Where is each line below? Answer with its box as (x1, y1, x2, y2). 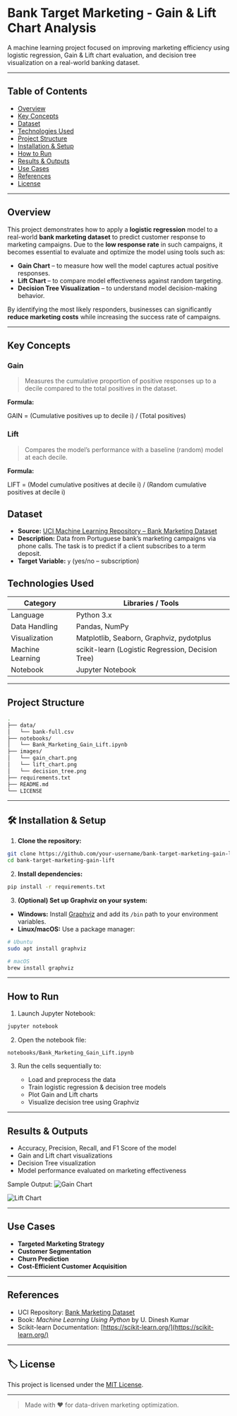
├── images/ (7, 748, 42, 755)
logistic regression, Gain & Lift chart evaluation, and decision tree (7, 51, 197, 59)
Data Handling (11, 621, 59, 631)
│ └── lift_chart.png (7, 761, 78, 768)
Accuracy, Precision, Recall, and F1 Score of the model (17, 1143, 176, 1152)
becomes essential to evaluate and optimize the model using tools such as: (7, 247, 226, 256)
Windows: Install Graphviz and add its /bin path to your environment (17, 910, 219, 918)
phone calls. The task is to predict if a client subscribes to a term (17, 542, 206, 550)
